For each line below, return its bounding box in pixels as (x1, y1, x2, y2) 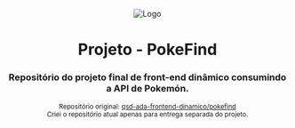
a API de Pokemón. (106, 83, 189, 95)
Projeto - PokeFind (77, 40, 218, 60)
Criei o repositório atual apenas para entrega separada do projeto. (46, 110, 249, 119)
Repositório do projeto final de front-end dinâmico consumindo (8, 71, 287, 84)
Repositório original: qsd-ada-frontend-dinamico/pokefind (59, 102, 236, 111)
